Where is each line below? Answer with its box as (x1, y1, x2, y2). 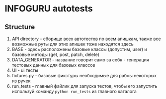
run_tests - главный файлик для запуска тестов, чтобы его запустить (11, 83, 158, 89)
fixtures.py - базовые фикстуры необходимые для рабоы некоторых (11, 73, 157, 78)
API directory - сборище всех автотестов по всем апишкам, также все (11, 36, 161, 42)
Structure (4, 23, 35, 31)
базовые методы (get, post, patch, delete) (11, 51, 100, 57)
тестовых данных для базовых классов (11, 62, 95, 68)
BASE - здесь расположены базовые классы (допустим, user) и (11, 47, 147, 52)
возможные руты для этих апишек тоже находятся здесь (11, 41, 134, 47)
